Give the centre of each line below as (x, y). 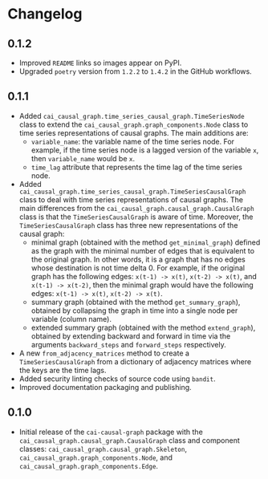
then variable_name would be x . (83, 158)
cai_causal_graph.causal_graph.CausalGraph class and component (129, 440)
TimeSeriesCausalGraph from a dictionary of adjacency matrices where (135, 361)
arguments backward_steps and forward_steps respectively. (128, 344)
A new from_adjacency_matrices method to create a (104, 353)
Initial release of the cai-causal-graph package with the (111, 432)
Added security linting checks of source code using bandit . (117, 379)
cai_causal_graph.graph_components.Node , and (96, 457)
